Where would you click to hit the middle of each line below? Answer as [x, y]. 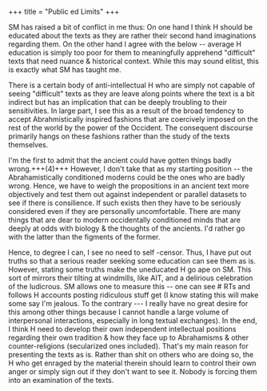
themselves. [28, 145]
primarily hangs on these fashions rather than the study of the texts [119, 136]
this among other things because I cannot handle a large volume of [119, 312]
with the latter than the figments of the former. [84, 237]
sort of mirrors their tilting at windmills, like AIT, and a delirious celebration [131, 278]
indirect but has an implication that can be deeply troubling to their [118, 102]
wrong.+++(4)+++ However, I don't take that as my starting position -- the [131, 169]
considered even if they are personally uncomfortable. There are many [125, 211]
